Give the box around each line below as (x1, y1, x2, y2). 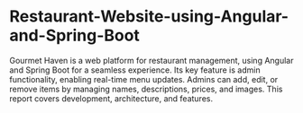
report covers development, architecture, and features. (9, 92, 214, 104)
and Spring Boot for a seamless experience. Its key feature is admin (9, 65, 261, 75)
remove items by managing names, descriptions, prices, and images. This (9, 83, 283, 94)
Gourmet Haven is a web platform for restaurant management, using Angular (9, 55, 294, 65)
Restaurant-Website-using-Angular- (9, 6, 289, 27)
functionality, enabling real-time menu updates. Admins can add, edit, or (9, 74, 279, 84)
